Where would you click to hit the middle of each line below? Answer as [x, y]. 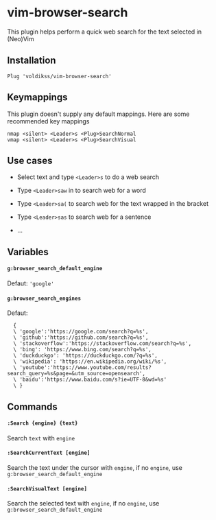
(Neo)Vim [21, 38]
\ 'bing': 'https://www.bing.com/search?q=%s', [83, 350]
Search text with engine [41, 438]
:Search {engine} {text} [43, 423]
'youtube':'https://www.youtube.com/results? [86, 368]
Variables [28, 252]
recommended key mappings [48, 121]
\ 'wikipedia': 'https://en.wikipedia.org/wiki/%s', [90, 362]
